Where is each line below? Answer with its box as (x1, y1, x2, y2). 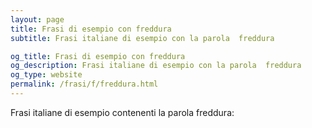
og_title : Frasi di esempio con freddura (10, 51, 186, 61)
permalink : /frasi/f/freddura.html (10, 79, 159, 90)
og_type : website (10, 70, 83, 80)
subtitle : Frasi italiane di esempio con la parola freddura (10, 33, 275, 43)
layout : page (10, 14, 65, 25)
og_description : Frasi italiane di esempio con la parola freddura (10, 61, 302, 71)
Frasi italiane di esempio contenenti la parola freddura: (10, 106, 235, 118)
